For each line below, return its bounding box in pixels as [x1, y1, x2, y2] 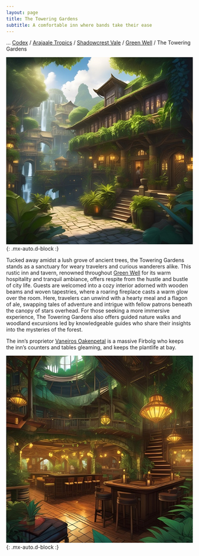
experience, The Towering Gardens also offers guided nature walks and [6, 314, 181, 321]
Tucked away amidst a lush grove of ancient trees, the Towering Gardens [6, 257, 185, 264]
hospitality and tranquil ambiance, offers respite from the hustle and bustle [6, 276, 188, 283]
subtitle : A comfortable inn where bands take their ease [6, 22, 152, 28]
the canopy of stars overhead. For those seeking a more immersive [6, 307, 170, 314]
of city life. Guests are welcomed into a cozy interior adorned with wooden [6, 282, 188, 289]
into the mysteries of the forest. [6, 326, 83, 333]
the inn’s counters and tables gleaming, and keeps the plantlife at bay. [6, 344, 176, 351]
